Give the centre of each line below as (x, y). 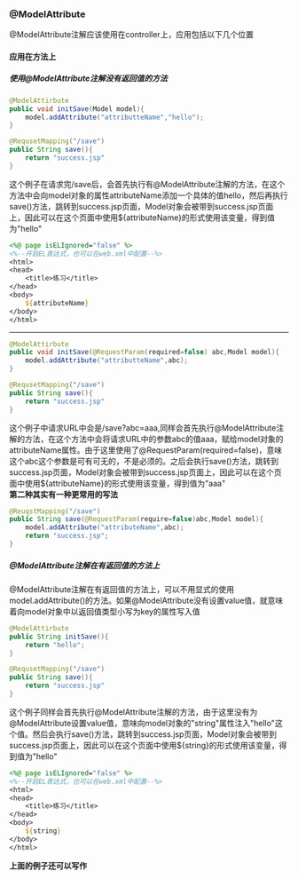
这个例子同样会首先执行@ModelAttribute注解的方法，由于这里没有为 (133, 712)
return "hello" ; (55, 645)
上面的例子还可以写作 (48, 866)
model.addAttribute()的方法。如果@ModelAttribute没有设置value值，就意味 (146, 600)
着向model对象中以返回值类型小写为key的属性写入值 (105, 611)
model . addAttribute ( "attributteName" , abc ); (107, 360)
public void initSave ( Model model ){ (77, 109)
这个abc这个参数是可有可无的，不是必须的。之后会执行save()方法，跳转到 (144, 461)
